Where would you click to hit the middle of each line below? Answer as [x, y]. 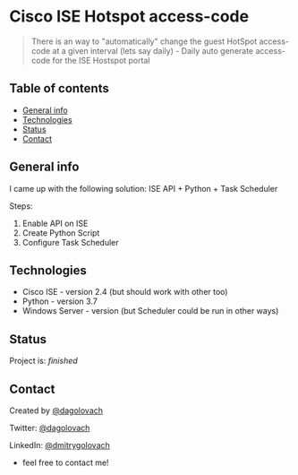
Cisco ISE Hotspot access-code [129, 17]
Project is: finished [43, 361]
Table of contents [59, 88]
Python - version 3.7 [60, 301]
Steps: [21, 206]
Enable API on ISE [55, 223]
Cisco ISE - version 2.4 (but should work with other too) [125, 292]
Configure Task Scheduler [70, 242]
